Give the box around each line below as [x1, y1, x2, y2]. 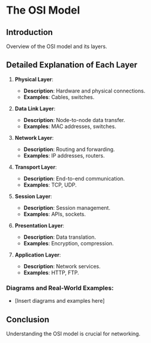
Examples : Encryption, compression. [23, 239, 114, 246]
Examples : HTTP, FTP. [23, 269, 79, 276]
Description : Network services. [23, 262, 101, 270]
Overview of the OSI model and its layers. [6, 43, 108, 50]
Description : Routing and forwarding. [23, 146, 115, 153]
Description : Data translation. [23, 233, 97, 241]
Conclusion [6, 315, 50, 325]
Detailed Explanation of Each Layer [6, 60, 137, 70]
